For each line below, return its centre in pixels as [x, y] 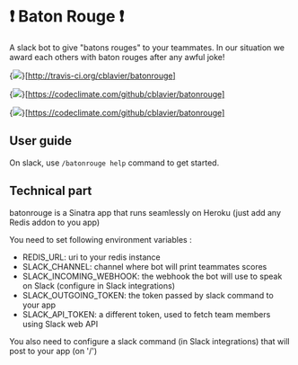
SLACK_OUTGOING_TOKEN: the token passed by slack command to [148, 295]
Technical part [51, 191]
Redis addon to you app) [55, 222]
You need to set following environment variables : [101, 239]
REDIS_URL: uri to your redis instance [91, 257]
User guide [40, 141]
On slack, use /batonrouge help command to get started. [114, 163]
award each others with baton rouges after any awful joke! [117, 57]
